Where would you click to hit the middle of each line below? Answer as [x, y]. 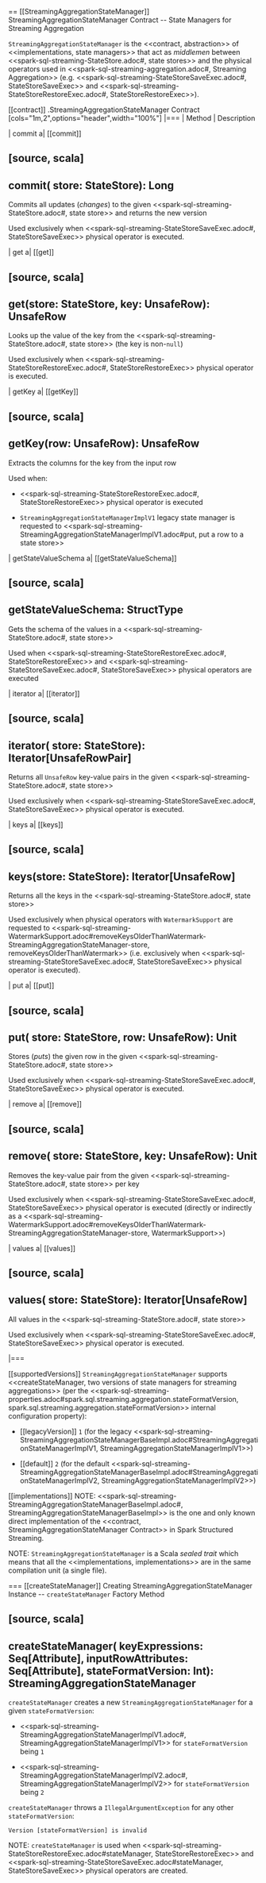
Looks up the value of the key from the [71, 336]
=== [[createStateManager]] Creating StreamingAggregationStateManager [130, 1585]
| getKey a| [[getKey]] [44, 391]
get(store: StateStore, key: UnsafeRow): [109, 304]
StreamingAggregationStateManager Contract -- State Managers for [120, 20]
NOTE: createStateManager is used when [75, 1846]
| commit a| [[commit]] [45, 133]
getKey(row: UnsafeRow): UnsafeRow [104, 444]
